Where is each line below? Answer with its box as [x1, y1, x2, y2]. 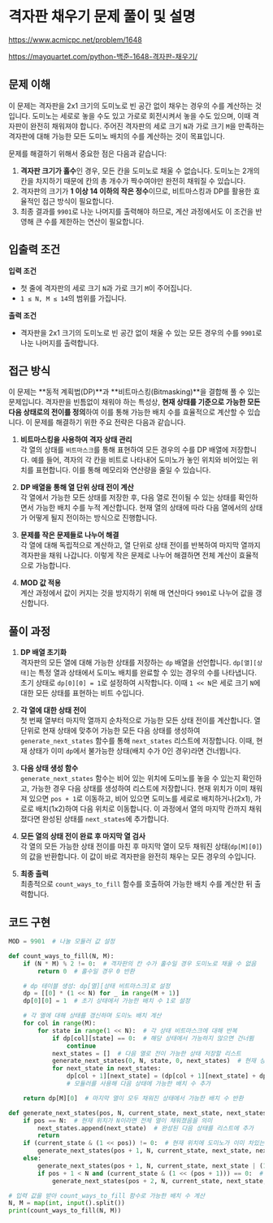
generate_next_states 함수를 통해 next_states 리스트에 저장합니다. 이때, [19, 736, 254, 746]
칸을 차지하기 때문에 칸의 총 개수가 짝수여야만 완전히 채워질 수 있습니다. [19, 176, 246, 185]
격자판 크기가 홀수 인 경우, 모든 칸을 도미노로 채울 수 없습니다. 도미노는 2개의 [19, 166, 260, 176]
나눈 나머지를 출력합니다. [19, 338, 99, 348]
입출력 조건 [8, 243, 61, 257]
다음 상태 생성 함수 [19, 763, 79, 773]
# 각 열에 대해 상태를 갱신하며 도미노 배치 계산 [23, 1012, 162, 1020]
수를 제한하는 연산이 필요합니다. [44, 216, 145, 226]
